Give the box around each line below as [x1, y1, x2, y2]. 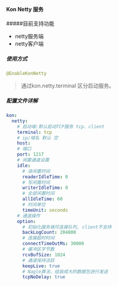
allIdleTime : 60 [22, 196, 63, 202]
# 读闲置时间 [22, 168, 50, 174]
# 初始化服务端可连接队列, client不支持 [22, 224, 112, 230]
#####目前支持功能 [6, 20, 55, 27]
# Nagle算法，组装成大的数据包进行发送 [22, 269, 108, 275]
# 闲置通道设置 [17, 157, 50, 163]
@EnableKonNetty [6, 71, 47, 77]
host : [17, 140, 31, 146]
